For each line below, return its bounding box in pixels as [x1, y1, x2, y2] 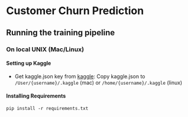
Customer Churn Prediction [6, 4, 144, 18]
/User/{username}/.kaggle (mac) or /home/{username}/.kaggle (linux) [14, 79, 183, 86]
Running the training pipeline [6, 28, 115, 38]
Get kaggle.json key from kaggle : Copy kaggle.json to [14, 72, 146, 80]
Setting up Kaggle [6, 60, 51, 67]
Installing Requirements [6, 92, 66, 99]
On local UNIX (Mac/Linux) [6, 45, 85, 54]
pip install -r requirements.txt [6, 105, 89, 111]
